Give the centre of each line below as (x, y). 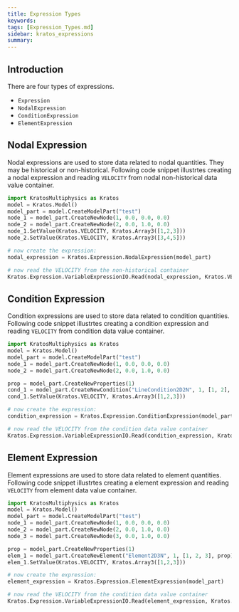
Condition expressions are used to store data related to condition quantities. (118, 316)
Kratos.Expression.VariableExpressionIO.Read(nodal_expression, (105, 277)
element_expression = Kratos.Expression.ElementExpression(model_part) (116, 582)
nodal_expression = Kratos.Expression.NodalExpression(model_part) (110, 257)
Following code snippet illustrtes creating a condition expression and (108, 324)
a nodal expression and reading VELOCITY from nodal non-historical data (112, 177)
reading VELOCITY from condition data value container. (86, 331)
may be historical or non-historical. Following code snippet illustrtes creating (119, 170)
